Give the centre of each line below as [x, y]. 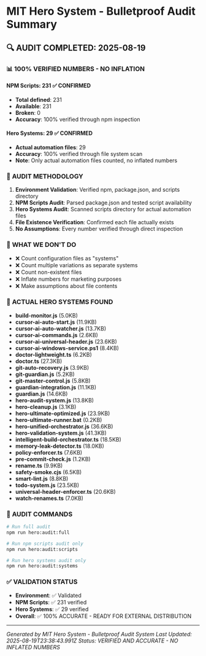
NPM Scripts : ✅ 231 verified [51, 602]
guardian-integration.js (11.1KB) [56, 387]
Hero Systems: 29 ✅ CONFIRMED [50, 133]
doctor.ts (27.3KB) [39, 361]
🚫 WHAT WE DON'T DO [41, 245]
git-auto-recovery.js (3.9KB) [52, 367]
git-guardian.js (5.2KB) [45, 374]
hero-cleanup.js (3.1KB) [46, 407]
